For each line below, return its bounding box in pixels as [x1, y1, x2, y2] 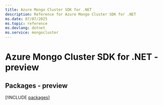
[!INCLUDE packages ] [5, 95, 50, 100]
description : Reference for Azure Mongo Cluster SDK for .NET [5, 12, 136, 17]
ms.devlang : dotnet [5, 26, 46, 31]
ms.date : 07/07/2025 [5, 16, 48, 21]
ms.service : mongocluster [5, 30, 58, 35]
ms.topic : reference [5, 21, 48, 26]
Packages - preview [5, 81, 68, 90]
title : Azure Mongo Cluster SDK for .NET [5, 7, 92, 12]
